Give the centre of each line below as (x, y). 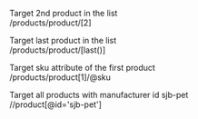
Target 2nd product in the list (64, 13)
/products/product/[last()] (58, 50)
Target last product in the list (63, 40)
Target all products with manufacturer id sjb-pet (99, 95)
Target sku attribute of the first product (83, 68)
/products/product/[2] (51, 23)
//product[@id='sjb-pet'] (55, 104)
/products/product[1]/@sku (60, 77)
